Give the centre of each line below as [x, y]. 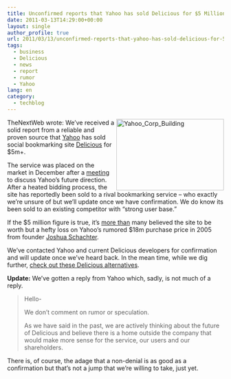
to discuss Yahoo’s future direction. [57, 180]
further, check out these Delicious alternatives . [73, 265]
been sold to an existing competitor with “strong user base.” [92, 209]
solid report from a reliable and [51, 130]
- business [29, 52]
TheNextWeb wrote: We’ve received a [61, 122]
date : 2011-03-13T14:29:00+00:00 [55, 20]
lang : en [20, 90]
